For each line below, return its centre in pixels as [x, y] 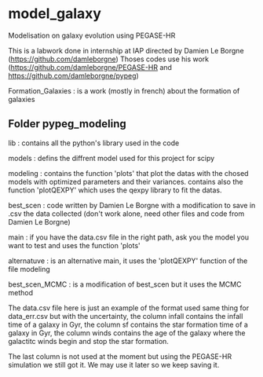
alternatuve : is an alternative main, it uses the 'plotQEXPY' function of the [128, 261]
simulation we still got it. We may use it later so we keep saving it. [114, 364]
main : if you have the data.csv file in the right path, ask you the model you [129, 237]
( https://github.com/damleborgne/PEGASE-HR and [90, 67]
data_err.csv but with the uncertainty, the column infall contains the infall [126, 316]
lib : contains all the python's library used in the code [94, 143]
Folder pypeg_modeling [68, 124]
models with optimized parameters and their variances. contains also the [126, 181]
